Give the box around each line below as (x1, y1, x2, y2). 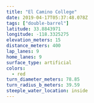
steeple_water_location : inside (6, 88, 88, 94)
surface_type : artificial (6, 59, 72, 65)
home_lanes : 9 (6, 54, 42, 60)
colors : (6, 65, 26, 71)
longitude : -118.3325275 (6, 32, 69, 38)
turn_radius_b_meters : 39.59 (6, 82, 80, 88)
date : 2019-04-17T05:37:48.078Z (6, 15, 88, 21)
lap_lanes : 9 (6, 48, 39, 55)
